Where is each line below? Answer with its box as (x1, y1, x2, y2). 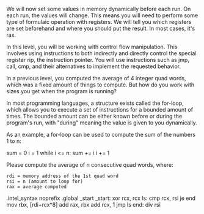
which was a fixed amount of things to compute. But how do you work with (6, 81, 195, 88)
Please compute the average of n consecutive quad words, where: (6, 161, 174, 168)
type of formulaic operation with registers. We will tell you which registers (6, 18, 192, 25)
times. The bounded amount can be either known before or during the (6, 113, 183, 120)
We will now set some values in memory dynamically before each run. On (6, 6, 191, 12)
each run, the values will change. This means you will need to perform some (6, 12, 199, 19)
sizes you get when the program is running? (6, 88, 117, 94)
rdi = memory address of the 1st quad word (6, 173, 119, 179)
